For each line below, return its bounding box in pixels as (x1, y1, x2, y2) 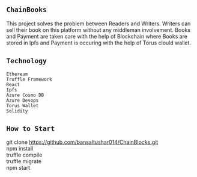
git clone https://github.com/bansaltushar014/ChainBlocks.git (6, 138, 159, 146)
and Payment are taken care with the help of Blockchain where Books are (6, 33, 188, 40)
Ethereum (6, 71, 28, 77)
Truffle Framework (6, 76, 52, 82)
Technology (6, 57, 47, 66)
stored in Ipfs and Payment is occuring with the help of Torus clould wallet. (6, 39, 191, 46)
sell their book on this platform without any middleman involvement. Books (6, 26, 191, 33)
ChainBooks (6, 5, 47, 14)
